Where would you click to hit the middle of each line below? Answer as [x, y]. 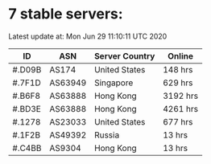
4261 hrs [180, 109]
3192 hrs [180, 96]
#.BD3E [27, 109]
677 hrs [178, 121]
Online [180, 55]
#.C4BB [27, 148]
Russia [107, 135]
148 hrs [178, 69]
